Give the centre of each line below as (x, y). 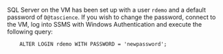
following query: (30, 31)
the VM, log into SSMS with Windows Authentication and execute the (105, 24)
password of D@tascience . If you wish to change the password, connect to (111, 17)
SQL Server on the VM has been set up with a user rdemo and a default (107, 10)
